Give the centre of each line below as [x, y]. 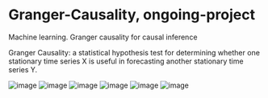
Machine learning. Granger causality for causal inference [103, 37]
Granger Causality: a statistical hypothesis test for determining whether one [134, 52]
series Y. [23, 69]
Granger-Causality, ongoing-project [132, 15]
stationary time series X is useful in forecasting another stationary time [126, 61]
